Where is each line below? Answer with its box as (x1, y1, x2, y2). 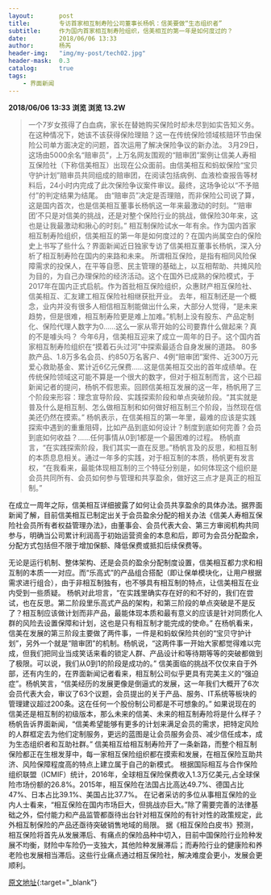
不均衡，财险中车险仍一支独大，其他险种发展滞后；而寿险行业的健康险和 (15, 840, 256, 850)
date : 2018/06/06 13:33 (8, 34, 117, 43)
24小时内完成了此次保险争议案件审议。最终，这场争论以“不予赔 (49, 180, 260, 190)
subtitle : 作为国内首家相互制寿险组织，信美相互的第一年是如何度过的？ (8, 27, 234, 35)
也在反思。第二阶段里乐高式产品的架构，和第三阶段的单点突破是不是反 (22, 598, 256, 608)
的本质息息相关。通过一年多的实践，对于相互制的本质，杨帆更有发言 (27, 453, 255, 462)
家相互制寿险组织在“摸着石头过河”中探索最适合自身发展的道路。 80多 (27, 341, 258, 351)
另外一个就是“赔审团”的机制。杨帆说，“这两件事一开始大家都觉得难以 (25, 638, 254, 648)
